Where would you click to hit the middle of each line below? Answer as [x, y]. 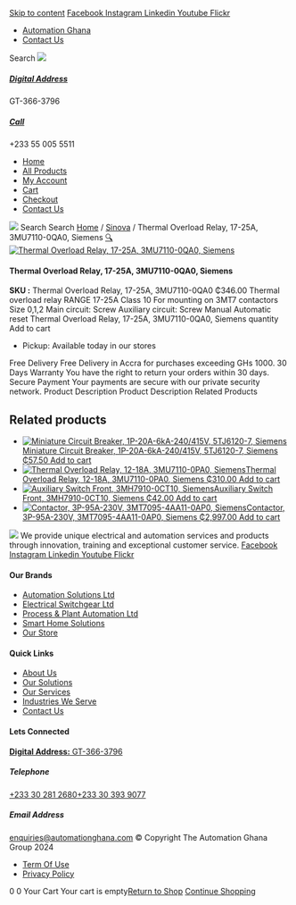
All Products [45, 171]
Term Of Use [45, 864]
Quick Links [32, 653]
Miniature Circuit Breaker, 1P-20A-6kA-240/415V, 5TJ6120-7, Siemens [150, 450]
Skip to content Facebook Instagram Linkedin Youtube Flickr [120, 13]
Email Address [37, 815]
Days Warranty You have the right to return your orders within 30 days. [140, 373]
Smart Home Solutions [63, 624]
